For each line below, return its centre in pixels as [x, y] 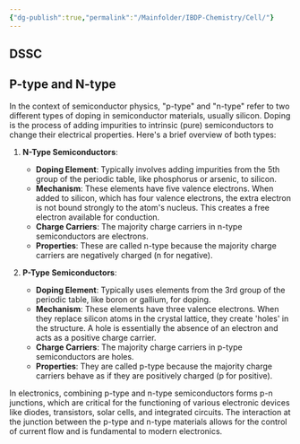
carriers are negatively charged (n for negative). [124, 255]
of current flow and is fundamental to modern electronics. [116, 431]
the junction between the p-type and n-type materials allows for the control [148, 422]
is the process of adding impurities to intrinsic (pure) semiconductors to [141, 125]
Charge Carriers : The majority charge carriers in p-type [139, 347]
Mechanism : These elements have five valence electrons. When [154, 188]
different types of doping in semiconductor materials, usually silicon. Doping [150, 115]
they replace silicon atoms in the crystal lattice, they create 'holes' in [162, 318]
